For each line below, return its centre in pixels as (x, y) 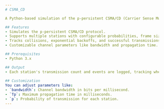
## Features (17, 27)
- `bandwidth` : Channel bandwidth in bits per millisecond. (68, 90)
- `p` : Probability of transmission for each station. (62, 99)
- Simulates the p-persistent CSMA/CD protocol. (55, 32)
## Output (15, 67)
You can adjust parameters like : (39, 86)
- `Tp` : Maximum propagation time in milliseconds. (59, 94)
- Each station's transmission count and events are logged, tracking (78, 72)
